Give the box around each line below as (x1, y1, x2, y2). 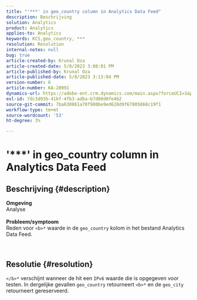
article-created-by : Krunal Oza (6, 58, 85, 63)
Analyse (6, 206, 26, 213)
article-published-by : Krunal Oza (6, 69, 91, 75)
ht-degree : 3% (6, 118, 41, 124)
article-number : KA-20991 (6, 85, 69, 91)
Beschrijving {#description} (6, 184, 110, 194)
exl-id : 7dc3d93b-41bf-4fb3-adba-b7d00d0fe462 (6, 96, 122, 102)
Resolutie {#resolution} (6, 259, 93, 269)
